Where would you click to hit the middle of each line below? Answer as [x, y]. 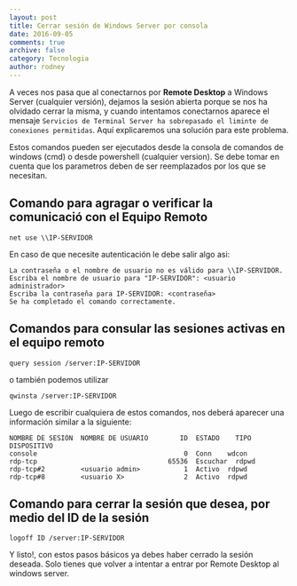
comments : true [37, 42]
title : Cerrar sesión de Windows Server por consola [109, 26]
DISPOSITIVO [31, 446]
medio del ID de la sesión [79, 517]
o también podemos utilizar [59, 379]
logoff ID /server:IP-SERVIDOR [67, 538]
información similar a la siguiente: [70, 422]
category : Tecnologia [49, 59]
